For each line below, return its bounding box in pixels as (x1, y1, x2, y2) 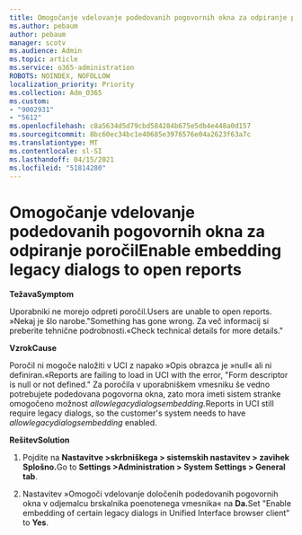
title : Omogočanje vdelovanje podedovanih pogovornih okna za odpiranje (9, 13, 288, 22)
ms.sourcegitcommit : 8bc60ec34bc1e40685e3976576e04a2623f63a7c (9, 130, 252, 139)
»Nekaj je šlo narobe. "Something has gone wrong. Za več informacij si (9, 316, 270, 327)
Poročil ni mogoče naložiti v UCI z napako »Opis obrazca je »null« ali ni (9, 360, 272, 371)
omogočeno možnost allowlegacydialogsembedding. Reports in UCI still (9, 399, 274, 409)
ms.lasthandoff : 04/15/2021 (9, 154, 115, 164)
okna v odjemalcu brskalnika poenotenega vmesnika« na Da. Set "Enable (22, 498, 292, 509)
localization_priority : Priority (9, 80, 135, 89)
